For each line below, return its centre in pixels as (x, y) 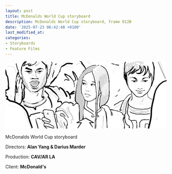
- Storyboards (20, 44)
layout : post (19, 11)
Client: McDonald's (26, 166)
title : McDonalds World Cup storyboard (48, 16)
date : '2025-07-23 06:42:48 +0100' (43, 27)
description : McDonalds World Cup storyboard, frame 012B (68, 22)
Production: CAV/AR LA (30, 157)
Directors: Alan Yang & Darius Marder (46, 147)
